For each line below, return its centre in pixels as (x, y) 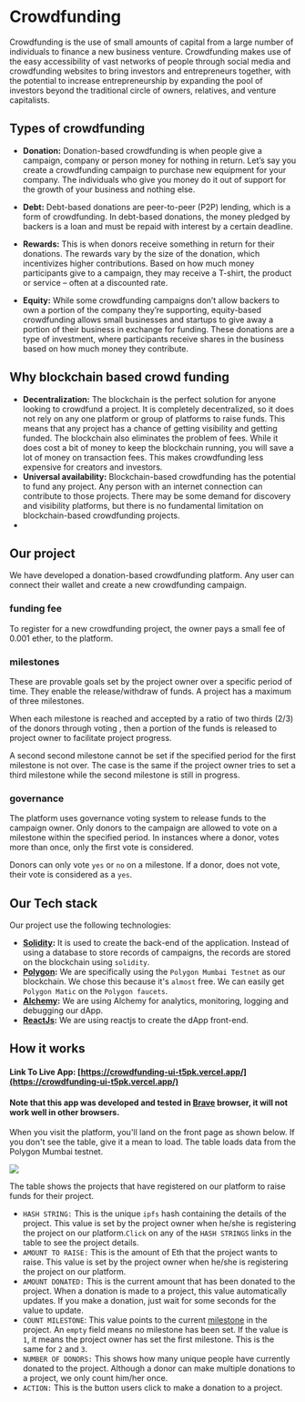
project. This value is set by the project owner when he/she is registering (159, 1224)
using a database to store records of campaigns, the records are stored (157, 952)
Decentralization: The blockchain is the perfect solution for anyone (149, 399)
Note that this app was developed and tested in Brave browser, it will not (149, 1102)
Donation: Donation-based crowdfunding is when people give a (142, 150)
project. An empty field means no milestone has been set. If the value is (155, 1330)
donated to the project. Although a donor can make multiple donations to (159, 1368)
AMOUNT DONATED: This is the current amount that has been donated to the (159, 1282)
